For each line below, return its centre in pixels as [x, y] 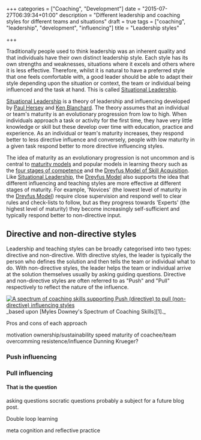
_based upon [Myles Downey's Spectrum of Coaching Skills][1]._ [86, 311]
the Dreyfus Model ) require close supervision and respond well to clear [94, 196]
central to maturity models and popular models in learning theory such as [97, 164]
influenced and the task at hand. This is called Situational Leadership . [92, 89]
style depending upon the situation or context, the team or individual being [98, 83]
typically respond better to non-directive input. [64, 215]
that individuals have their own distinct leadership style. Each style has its [97, 57]
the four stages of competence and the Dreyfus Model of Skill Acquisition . [98, 170]
